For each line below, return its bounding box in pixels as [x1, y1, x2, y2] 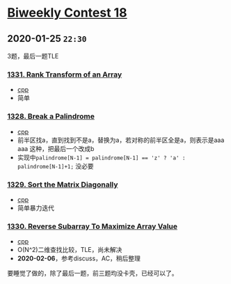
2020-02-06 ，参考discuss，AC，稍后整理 [17, 254, 141, 262]
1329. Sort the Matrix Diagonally [7, 180, 118, 189]
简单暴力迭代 [17, 203, 54, 212]
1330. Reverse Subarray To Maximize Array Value [7, 221, 178, 231]
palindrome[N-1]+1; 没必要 [17, 161, 94, 170]
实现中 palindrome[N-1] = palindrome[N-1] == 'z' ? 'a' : [17, 153, 186, 161]
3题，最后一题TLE [7, 52, 59, 60]
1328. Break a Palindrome [7, 111, 95, 121]
